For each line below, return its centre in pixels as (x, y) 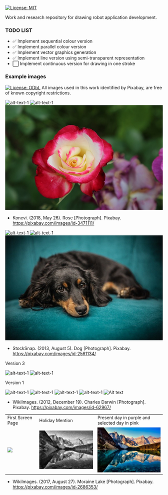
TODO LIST (19, 30)
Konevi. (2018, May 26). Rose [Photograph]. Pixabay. (67, 218)
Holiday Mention (56, 420)
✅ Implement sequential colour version (52, 41)
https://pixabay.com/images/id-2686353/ (55, 487)
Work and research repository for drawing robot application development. (81, 17)
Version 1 (14, 383)
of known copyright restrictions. (38, 93)
